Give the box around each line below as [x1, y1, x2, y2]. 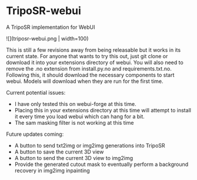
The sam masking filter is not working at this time [14, 119, 134, 126]
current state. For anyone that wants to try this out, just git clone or [6, 52, 168, 59]
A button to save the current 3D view [14, 148, 104, 155]
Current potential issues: [6, 89, 66, 96]
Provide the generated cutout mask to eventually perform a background [14, 161, 189, 168]
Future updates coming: [6, 131, 64, 138]
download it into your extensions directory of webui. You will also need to [6, 59, 183, 66]
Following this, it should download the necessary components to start [6, 71, 175, 78]
